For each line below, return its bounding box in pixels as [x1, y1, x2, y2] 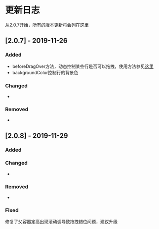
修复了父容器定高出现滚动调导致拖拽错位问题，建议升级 [5, 219, 118, 225]
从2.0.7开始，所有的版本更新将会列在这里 [5, 22, 89, 28]
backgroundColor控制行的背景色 [12, 69, 79, 75]
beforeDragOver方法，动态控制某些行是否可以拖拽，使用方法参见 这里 [12, 63, 154, 69]
